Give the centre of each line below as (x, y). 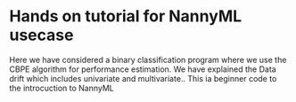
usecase (41, 35)
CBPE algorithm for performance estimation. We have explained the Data (143, 69)
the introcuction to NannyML (62, 88)
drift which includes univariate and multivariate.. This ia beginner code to (143, 78)
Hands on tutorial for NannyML (126, 16)
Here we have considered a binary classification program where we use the (148, 59)
